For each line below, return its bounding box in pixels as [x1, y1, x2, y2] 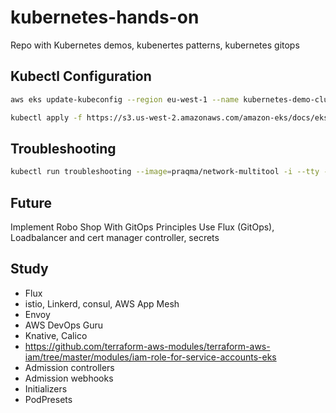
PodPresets [24, 393, 73, 405]
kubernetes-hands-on [10, 6, 200, 29]
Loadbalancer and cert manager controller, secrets [10, 232, 220, 243]
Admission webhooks [24, 372, 114, 384]
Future [10, 194, 53, 211]
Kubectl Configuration [10, 68, 152, 85]
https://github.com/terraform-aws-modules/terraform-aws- [24, 340, 271, 352]
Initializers [24, 382, 68, 395]
